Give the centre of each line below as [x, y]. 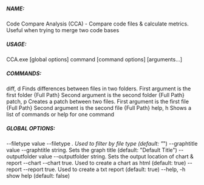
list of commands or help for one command [60, 114]
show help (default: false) [38, 175]
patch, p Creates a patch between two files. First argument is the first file [98, 101]
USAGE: [16, 44]
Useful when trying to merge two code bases [63, 30]
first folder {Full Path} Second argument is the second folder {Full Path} [96, 95]
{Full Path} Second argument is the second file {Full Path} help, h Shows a [99, 108]
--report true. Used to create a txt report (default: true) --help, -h [104, 169]
